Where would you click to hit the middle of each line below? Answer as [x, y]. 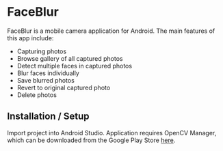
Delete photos [37, 95]
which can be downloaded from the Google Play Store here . [91, 140]
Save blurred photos [46, 80]
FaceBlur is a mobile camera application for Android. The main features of [111, 31]
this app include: [30, 38]
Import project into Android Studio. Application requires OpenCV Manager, [112, 133]
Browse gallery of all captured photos [70, 58]
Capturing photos [42, 51]
